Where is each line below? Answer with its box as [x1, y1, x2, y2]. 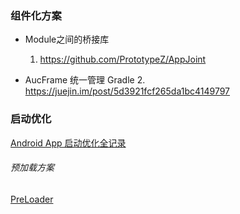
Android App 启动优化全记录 [10, 137, 127, 149]
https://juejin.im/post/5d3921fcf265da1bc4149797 [24, 85, 231, 97]
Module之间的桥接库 [24, 33, 110, 46]
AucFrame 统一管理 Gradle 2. [24, 74, 146, 86]
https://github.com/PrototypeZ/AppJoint [39, 53, 207, 66]
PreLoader [10, 193, 54, 205]
